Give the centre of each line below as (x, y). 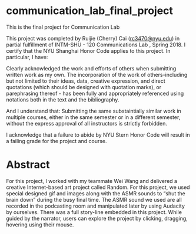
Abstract (28, 165)
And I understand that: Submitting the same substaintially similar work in (94, 111)
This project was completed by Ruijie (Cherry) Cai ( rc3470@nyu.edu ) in (93, 38)
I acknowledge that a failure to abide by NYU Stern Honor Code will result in (98, 135)
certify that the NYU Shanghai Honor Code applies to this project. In (88, 50)
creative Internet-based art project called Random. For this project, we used (98, 187)
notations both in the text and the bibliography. (63, 99)
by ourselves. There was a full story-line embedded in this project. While (94, 212)
